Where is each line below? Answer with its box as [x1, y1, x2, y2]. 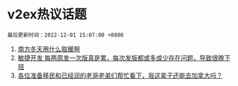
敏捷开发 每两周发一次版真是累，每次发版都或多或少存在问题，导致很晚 [17, 54, 225, 62]
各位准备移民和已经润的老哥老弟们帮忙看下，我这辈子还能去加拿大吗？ [17, 71, 223, 80]
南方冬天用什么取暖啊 [17, 44, 80, 53]
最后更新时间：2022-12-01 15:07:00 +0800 [7, 31, 124, 39]
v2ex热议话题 [7, 6, 87, 23]
